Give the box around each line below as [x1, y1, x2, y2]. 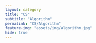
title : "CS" [5, 12, 30, 17]
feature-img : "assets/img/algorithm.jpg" [5, 26, 93, 31]
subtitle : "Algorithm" [5, 16, 52, 21]
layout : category [5, 7, 41, 12]
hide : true [5, 30, 28, 35]
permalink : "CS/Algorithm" [5, 21, 61, 26]
